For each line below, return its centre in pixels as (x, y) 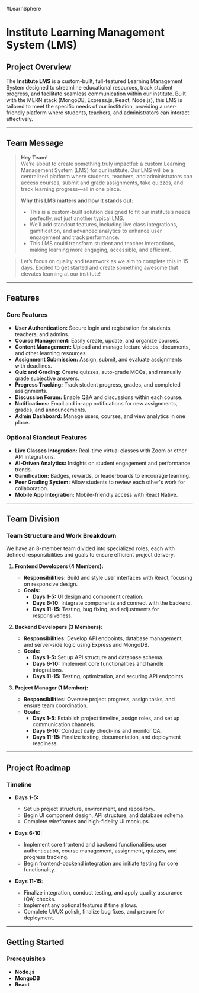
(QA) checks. (40, 899)
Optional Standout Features (47, 438)
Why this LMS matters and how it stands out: (77, 200)
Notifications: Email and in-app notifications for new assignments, (96, 403)
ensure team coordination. (56, 705)
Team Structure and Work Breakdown (61, 536)
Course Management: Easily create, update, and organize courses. (97, 340)
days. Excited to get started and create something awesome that (99, 267)
